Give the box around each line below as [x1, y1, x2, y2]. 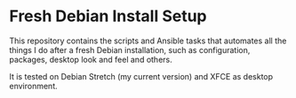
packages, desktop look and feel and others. [9, 54, 172, 64]
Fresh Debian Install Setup [9, 6, 207, 26]
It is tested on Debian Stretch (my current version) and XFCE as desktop [9, 71, 274, 81]
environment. [9, 80, 58, 91]
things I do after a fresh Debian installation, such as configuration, [9, 44, 251, 55]
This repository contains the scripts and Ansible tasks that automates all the [9, 35, 287, 46]
